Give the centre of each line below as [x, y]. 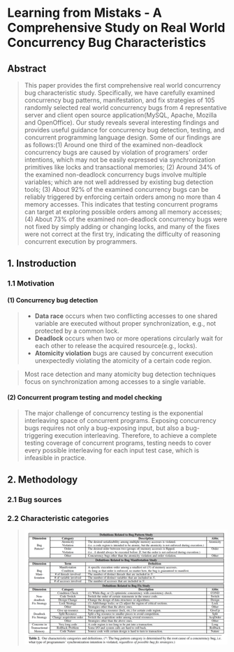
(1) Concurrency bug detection [53, 300]
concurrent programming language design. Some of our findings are [123, 137]
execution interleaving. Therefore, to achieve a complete [136, 435]
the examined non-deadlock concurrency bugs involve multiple [115, 174]
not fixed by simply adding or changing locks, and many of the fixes [122, 227]
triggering [39, 435]
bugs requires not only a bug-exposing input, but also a [104, 428]
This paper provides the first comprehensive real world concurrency [123, 85]
